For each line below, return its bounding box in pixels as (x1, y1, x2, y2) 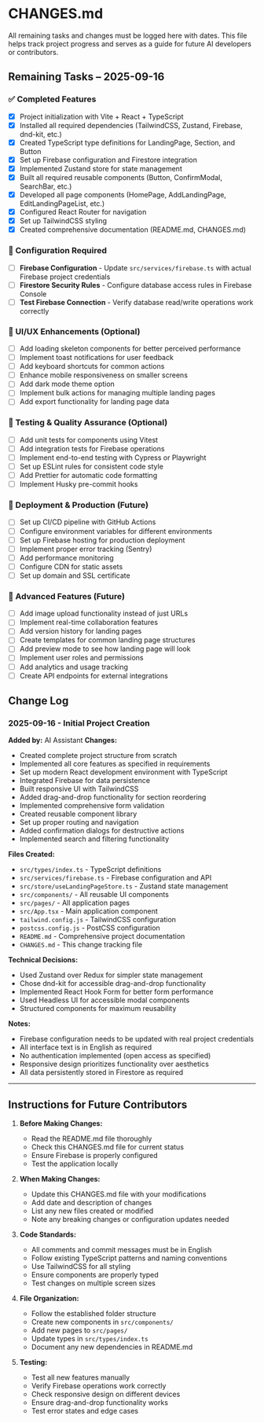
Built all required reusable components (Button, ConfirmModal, (19, 172, 222, 182)
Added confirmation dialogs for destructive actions (19, 826, 185, 836)
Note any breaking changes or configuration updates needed (31, 1215, 229, 1224)
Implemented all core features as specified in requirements (19, 759, 211, 769)
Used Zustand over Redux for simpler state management (19, 970, 203, 980)
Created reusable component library (19, 809, 137, 818)
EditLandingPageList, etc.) (19, 199, 105, 208)
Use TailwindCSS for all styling (31, 1262, 131, 1271)
